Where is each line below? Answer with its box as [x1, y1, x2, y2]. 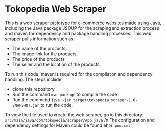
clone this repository [12, 86, 55, 92]
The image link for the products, [12, 51, 78, 57]
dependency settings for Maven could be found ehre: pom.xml [5, 122, 131, 128]
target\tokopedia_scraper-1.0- [73, 97, 138, 103]
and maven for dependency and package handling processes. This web [5, 30, 152, 36]
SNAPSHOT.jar [12, 103, 40, 108]
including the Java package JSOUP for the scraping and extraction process [5, 25, 160, 31]
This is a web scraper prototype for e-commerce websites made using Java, [5, 20, 161, 26]
